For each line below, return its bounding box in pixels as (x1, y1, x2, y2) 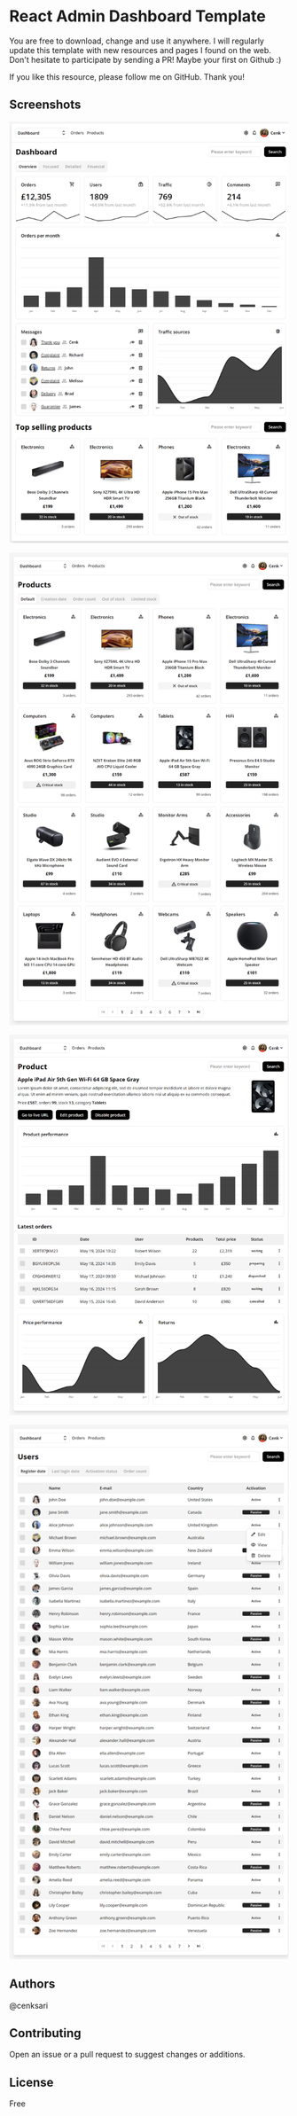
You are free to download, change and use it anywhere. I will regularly (9, 35, 264, 46)
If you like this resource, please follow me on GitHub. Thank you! (9, 71, 246, 82)
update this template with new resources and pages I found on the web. (9, 44, 272, 55)
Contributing (9, 2026, 82, 2041)
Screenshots (9, 98, 82, 113)
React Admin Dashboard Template (9, 6, 266, 27)
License (9, 2074, 54, 2089)
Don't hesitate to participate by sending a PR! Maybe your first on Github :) (9, 54, 282, 65)
